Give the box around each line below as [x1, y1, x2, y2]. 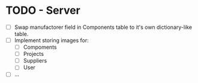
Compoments [23, 43, 57, 51]
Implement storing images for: [14, 37, 89, 44]
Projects [23, 51, 44, 58]
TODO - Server [5, 4, 80, 17]
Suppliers [23, 57, 47, 64]
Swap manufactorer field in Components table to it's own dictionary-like [14, 23, 193, 31]
